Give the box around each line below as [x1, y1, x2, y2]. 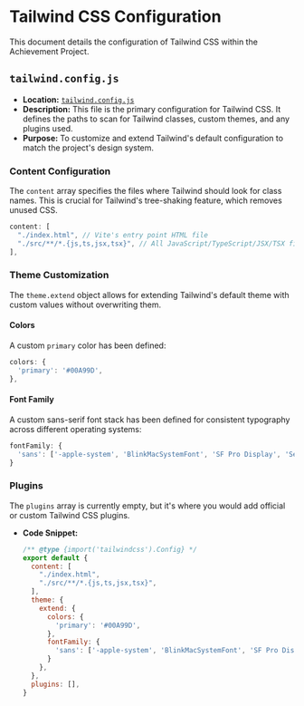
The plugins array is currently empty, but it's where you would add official [9, 500, 286, 511]
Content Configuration [9, 165, 111, 178]
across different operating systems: [9, 423, 142, 434]
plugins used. [22, 122, 74, 133]
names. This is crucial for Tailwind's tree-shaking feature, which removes [9, 195, 282, 206]
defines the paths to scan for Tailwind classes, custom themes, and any [22, 113, 290, 124]
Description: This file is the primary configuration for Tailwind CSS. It [22, 103, 281, 114]
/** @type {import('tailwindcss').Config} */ [22, 545, 197, 554]
